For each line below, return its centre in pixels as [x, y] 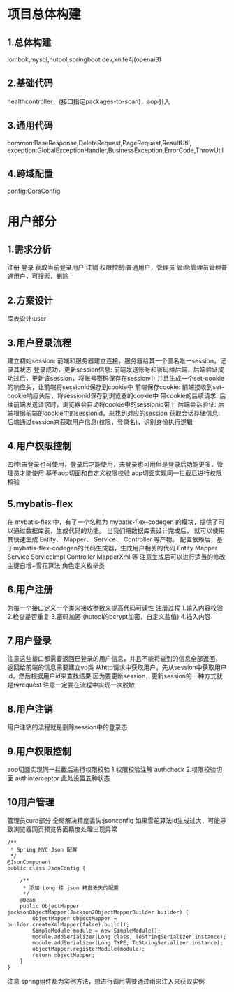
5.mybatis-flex [40, 504]
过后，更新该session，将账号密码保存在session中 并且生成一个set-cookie [119, 379]
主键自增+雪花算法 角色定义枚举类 [56, 565]
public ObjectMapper [50, 906]
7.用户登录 [29, 640]
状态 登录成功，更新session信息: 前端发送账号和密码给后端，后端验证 [119, 370]
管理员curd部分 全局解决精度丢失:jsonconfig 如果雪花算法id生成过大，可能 [114, 820]
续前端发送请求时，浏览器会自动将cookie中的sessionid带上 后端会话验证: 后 [116, 404]
